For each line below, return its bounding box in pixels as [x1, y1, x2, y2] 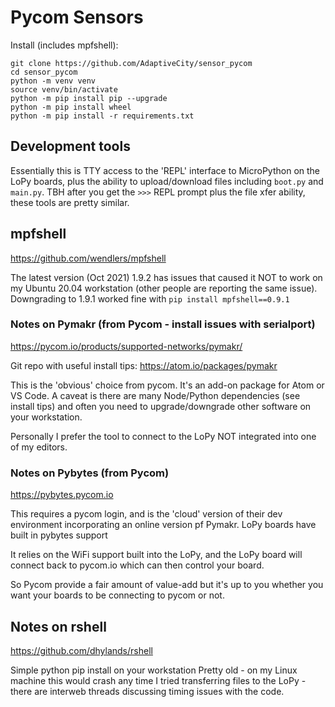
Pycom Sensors [10, 6, 144, 29]
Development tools [10, 138, 131, 155]
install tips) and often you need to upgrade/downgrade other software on [10, 400, 312, 412]
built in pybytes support [10, 529, 108, 541]
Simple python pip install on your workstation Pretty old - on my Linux [10, 664, 298, 676]
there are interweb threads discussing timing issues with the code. [10, 685, 285, 697]
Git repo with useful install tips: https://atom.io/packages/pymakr [10, 359, 278, 371]
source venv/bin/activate [10, 84, 118, 95]
